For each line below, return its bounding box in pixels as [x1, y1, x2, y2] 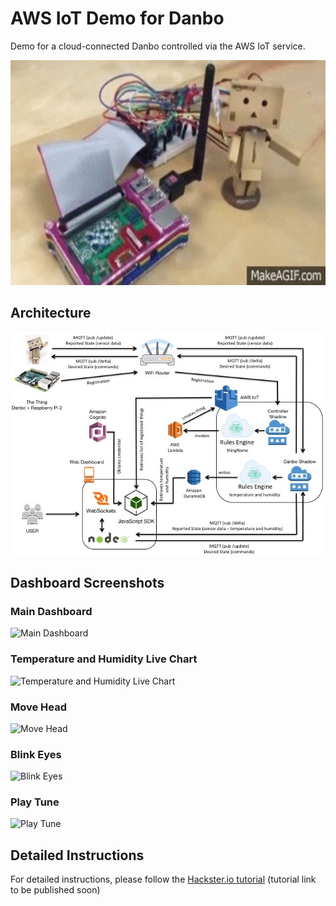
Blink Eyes [10, 747, 62, 761]
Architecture [10, 305, 92, 322]
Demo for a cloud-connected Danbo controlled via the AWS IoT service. [10, 40, 306, 52]
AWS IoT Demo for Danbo [10, 7, 225, 30]
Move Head [10, 700, 68, 714]
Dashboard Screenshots [10, 575, 165, 591]
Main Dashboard [10, 604, 93, 618]
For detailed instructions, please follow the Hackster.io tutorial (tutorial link [10, 873, 317, 886]
